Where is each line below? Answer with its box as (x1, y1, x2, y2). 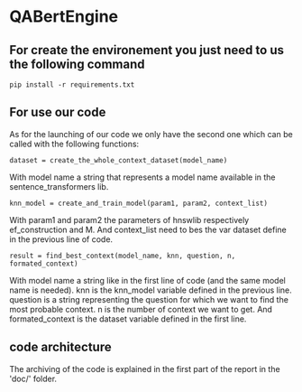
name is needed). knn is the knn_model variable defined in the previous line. (9, 285, 293, 295)
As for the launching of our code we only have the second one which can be (9, 128, 293, 139)
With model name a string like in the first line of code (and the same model (9, 275, 286, 285)
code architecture (9, 340, 112, 355)
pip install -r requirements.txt (9, 80, 135, 89)
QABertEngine (9, 6, 119, 27)
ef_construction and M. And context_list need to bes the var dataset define (9, 224, 287, 235)
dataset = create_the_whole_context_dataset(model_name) (9, 155, 228, 164)
